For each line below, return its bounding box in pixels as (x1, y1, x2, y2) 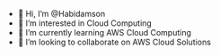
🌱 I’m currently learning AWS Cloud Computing (17, 28, 191, 37)
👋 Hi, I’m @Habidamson (17, 9, 106, 19)
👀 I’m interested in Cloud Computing (17, 18, 153, 28)
